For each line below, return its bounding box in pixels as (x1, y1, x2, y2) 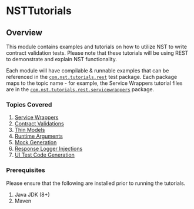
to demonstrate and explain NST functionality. (6, 56, 118, 62)
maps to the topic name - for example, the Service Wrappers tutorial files (6, 79, 183, 87)
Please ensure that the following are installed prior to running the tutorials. (6, 180, 186, 187)
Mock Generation (14, 139, 57, 146)
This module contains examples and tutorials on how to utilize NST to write (6, 43, 187, 50)
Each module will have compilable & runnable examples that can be (6, 67, 169, 74)
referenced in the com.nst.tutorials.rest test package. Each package (6, 74, 178, 80)
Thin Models (14, 127, 45, 134)
